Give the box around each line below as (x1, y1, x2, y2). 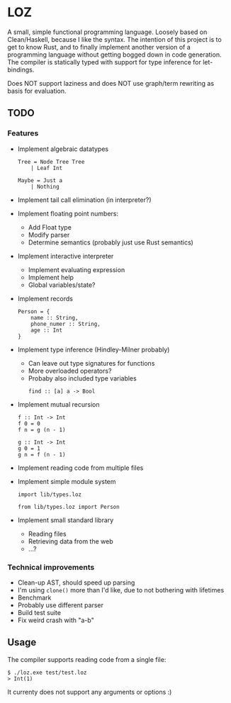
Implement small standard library (17, 515, 114, 524)
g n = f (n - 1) (17, 451, 66, 458)
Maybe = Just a (17, 176, 63, 184)
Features (7, 128, 39, 138)
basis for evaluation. (7, 86, 67, 95)
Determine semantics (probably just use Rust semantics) (28, 238, 193, 247)
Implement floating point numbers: (17, 209, 119, 218)
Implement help (28, 273, 74, 281)
